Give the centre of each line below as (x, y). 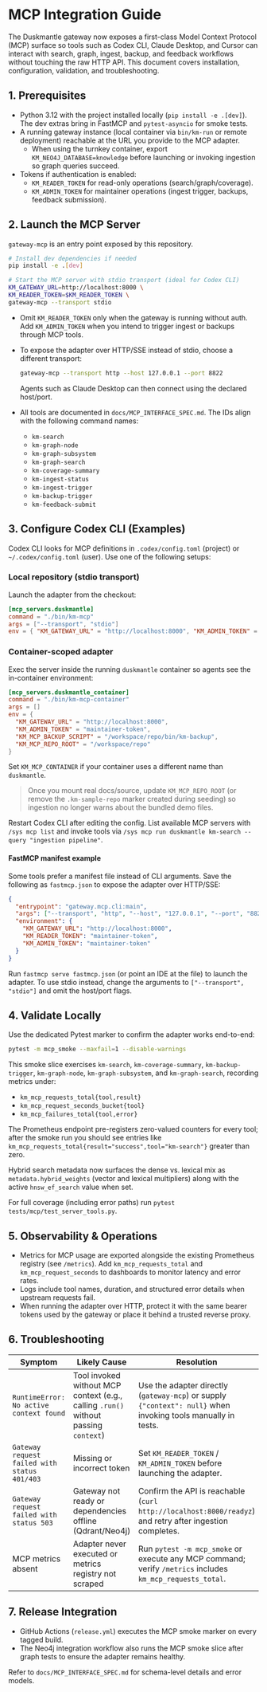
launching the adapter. (180, 1473)
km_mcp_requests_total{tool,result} (80, 1097)
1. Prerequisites (47, 96)
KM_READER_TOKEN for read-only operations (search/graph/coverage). (143, 183)
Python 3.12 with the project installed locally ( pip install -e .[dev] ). (133, 115)
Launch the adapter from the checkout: (72, 595)
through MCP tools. (51, 334)
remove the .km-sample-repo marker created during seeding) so (132, 799)
